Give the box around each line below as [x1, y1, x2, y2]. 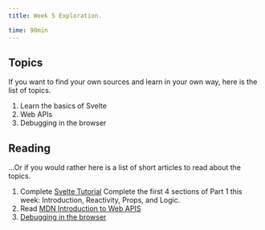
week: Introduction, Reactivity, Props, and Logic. [19, 196, 181, 205]
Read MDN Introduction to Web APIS [19, 204, 141, 213]
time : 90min [8, 26, 48, 34]
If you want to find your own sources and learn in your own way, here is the [8, 77, 258, 87]
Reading [8, 141, 51, 155]
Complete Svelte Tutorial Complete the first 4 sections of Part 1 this [19, 187, 243, 196]
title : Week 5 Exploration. [8, 11, 103, 20]
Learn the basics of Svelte [19, 101, 107, 111]
